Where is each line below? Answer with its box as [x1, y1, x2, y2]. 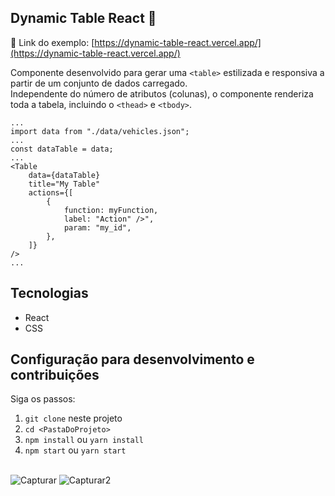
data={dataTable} [28, 170, 101, 180]
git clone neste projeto [24, 412, 123, 425]
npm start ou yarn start [24, 444, 127, 456]
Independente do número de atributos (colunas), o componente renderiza [10, 87, 314, 100]
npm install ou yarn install [24, 434, 145, 446]
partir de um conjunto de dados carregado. [10, 77, 188, 89]
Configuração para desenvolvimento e [10, 351, 255, 368]
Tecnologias [10, 285, 89, 302]
